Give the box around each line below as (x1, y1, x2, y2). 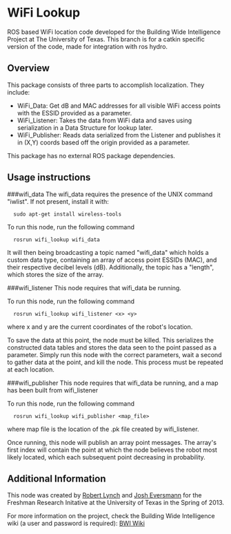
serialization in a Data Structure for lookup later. (17, 123, 153, 132)
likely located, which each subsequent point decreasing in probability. (7, 452, 205, 461)
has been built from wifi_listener (7, 385, 99, 394)
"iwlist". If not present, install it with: (7, 197, 109, 205)
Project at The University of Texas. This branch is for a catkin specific (7, 35, 205, 43)
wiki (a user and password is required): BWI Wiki (7, 519, 145, 528)
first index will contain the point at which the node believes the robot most (7, 446, 217, 454)
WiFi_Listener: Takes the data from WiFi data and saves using (17, 116, 192, 124)
